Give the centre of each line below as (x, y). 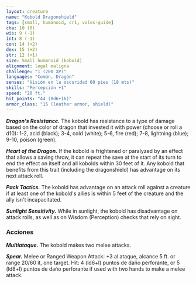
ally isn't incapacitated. (34, 199)
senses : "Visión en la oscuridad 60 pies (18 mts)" (70, 83)
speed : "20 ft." (26, 93)
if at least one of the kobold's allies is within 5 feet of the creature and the (95, 193)
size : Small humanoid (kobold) (44, 60)
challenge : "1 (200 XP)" (36, 71)
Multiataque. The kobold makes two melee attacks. (69, 245)
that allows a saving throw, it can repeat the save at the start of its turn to (94, 157)
